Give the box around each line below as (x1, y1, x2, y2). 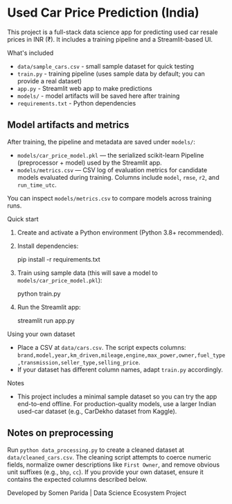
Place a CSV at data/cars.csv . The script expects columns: (17, 343, 186, 351)
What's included (7, 49, 54, 57)
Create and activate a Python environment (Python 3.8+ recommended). (17, 228, 224, 237)
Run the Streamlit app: (17, 303, 81, 311)
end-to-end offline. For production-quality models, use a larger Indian (17, 399, 217, 408)
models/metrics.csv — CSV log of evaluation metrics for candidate (17, 165, 208, 174)
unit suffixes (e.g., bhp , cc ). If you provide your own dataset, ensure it (7, 467, 204, 476)
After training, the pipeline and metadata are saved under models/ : (7, 137, 196, 146)
